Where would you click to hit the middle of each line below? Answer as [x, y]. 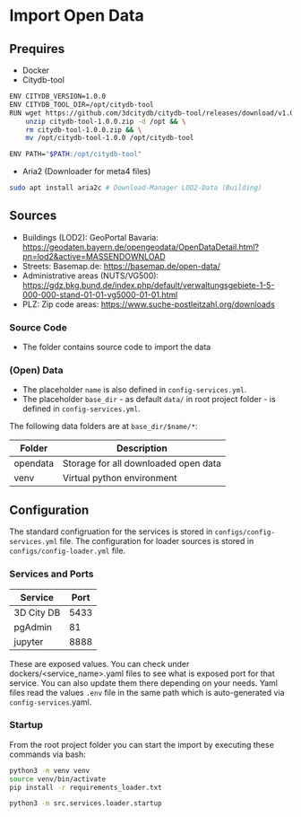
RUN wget [26, 113]
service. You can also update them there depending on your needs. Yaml [143, 682]
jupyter [29, 641]
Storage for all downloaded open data [142, 463]
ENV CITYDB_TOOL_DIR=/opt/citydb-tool [82, 104]
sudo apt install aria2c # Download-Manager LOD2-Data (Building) [136, 188]
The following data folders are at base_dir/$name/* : [103, 426]
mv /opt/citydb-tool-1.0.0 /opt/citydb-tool [110, 138]
